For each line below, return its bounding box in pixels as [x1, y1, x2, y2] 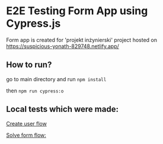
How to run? [6, 60, 52, 70]
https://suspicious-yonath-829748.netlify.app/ [6, 43, 120, 50]
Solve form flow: [6, 132, 46, 139]
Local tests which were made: [6, 104, 119, 114]
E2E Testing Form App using [6, 4, 148, 18]
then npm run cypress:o [6, 87, 64, 94]
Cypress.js [6, 17, 61, 30]
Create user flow [6, 120, 47, 127]
